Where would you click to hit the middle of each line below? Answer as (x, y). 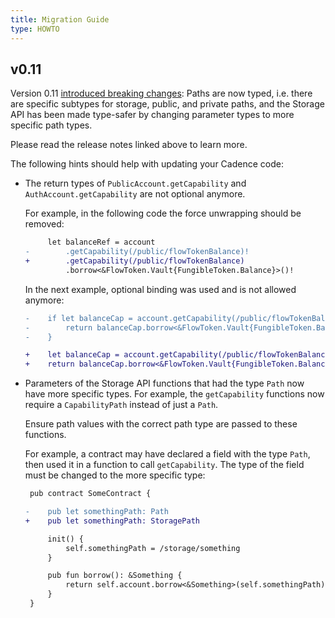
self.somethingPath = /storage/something (153, 548)
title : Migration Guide (60, 19)
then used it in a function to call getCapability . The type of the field (164, 465)
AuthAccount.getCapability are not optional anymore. (135, 194)
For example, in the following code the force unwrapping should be (163, 213)
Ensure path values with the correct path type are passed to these (161, 424)
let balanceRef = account (101, 242)
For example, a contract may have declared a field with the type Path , (167, 454)
